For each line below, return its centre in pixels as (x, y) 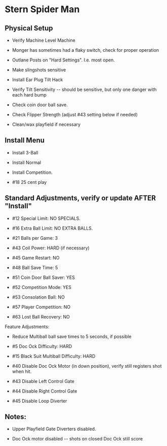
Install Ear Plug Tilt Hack (37, 79)
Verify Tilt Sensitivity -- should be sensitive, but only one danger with (84, 89)
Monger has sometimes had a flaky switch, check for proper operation (86, 50)
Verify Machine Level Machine (44, 40)
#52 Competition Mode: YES (42, 287)
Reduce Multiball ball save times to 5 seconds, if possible (72, 336)
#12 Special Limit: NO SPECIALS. (46, 218)
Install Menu (25, 140)
